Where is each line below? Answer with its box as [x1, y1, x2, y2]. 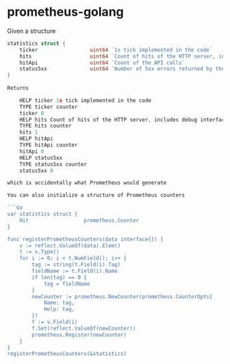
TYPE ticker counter [19, 104, 78, 110]
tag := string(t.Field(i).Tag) [31, 261, 121, 268]
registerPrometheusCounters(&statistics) [7, 350, 127, 357]
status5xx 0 [19, 167, 53, 174]
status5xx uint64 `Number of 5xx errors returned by [19, 66, 213, 73]
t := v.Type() [19, 248, 60, 256]
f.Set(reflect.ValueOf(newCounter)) [31, 325, 136, 332]
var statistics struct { [7, 210, 78, 218]
